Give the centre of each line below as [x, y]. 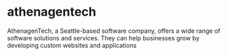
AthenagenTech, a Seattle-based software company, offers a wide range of [114, 31]
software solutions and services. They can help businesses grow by [103, 38]
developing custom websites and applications [72, 45]
